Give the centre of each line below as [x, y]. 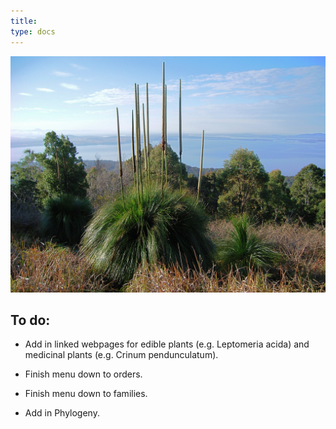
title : [24, 21]
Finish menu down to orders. [83, 374]
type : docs [33, 31]
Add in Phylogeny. [62, 413]
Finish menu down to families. [86, 394]
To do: [30, 320]
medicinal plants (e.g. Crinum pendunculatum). [121, 355]
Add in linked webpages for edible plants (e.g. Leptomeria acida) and [167, 344]
